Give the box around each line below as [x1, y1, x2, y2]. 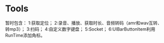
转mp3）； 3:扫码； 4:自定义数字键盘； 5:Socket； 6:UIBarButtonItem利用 [5, 26, 156, 32]
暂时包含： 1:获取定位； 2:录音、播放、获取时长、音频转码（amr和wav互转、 [5, 20, 162, 26]
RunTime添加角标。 [5, 32, 45, 38]
